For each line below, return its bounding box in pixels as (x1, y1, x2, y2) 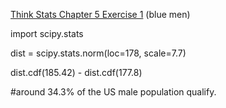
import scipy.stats (10, 28, 84, 39)
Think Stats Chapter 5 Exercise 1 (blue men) (10, 9, 191, 20)
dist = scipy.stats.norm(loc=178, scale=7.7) (10, 47, 187, 59)
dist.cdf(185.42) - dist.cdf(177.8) (10, 67, 143, 78)
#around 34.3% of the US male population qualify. (10, 86, 217, 98)
